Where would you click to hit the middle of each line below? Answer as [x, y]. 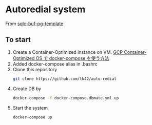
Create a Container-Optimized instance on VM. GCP [68, 52]
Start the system [30, 108]
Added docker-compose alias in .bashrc [55, 64]
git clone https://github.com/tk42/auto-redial [64, 79]
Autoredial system [45, 9]
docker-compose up [32, 117]
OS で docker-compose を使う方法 [72, 58]
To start [18, 40]
